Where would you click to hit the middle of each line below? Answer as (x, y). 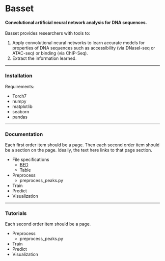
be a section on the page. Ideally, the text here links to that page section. (79, 150)
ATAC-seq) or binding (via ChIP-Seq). (50, 53)
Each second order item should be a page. (48, 224)
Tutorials (16, 213)
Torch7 (19, 96)
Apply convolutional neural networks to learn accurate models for (78, 43)
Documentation (24, 134)
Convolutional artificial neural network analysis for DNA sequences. (76, 22)
